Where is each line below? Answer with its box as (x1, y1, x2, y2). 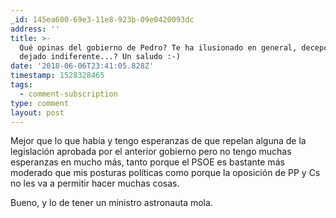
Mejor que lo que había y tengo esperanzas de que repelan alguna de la (10, 135, 307, 147)
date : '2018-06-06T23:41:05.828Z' (10, 61, 155, 71)
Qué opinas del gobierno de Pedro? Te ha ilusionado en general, (19, 42, 298, 53)
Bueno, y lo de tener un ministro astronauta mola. (10, 197, 213, 209)
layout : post (10, 107, 65, 118)
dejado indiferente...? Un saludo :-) (19, 52, 182, 62)
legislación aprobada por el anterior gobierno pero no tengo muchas (10, 146, 292, 158)
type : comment (10, 98, 70, 108)
